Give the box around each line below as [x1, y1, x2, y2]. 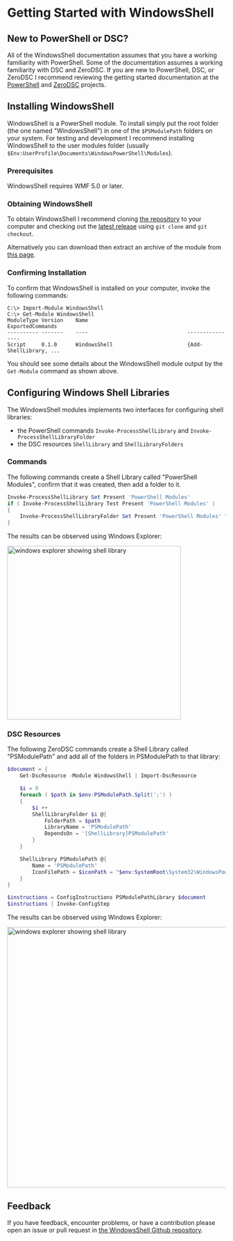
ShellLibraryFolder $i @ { [32, 811, 107, 818]
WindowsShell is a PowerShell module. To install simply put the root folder [7, 119, 219, 127]
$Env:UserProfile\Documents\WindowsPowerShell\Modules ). [7, 148, 173, 157]
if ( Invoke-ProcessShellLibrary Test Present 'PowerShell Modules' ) [7, 500, 216, 507]
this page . [7, 250, 36, 259]
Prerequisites [7, 165, 53, 175]
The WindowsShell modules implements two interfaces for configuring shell [7, 405, 224, 414]
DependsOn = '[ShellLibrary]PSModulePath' [44, 830, 169, 837]
